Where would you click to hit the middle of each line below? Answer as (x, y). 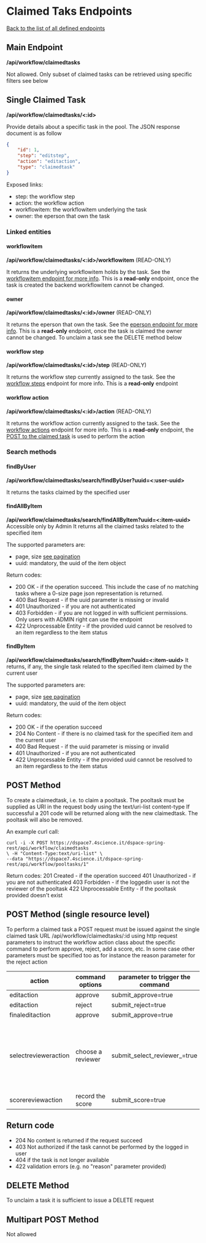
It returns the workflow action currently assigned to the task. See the (93, 423)
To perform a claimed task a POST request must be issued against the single (103, 929)
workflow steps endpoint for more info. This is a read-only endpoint (92, 384)
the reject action (27, 962)
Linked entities (29, 232)
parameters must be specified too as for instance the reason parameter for (101, 955)
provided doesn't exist (35, 895)
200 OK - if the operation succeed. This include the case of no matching (107, 587)
